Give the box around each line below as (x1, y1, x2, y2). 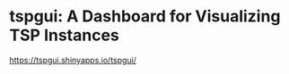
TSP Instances (9, 25, 119, 45)
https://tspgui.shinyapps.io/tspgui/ (9, 54, 137, 65)
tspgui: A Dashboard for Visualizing (9, 6, 281, 27)
